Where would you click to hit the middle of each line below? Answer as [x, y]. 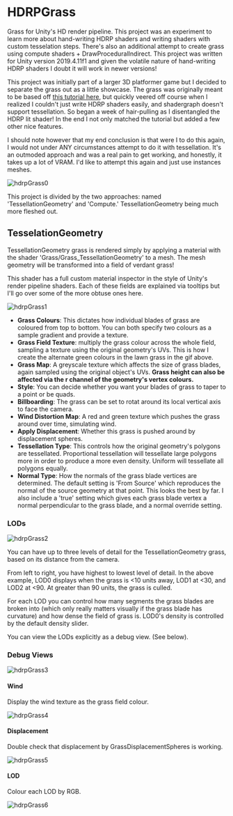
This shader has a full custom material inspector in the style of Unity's [107, 278]
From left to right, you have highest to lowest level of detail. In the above [111, 573]
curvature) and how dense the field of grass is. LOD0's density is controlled [115, 616]
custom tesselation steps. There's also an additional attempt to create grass [116, 46]
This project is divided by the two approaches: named [85, 197]
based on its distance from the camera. [63, 560]
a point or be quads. [46, 394]
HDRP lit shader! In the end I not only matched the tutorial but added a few [114, 118]
